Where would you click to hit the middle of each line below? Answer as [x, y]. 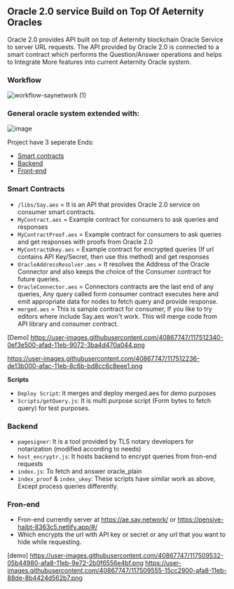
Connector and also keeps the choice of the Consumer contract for [114, 271]
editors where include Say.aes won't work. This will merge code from [117, 316]
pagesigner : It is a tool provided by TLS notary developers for [105, 441]
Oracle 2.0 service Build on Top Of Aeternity [106, 12]
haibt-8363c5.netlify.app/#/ [57, 527]
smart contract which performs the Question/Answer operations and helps [115, 54]
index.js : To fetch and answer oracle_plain [80, 471]
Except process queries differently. [68, 486]
